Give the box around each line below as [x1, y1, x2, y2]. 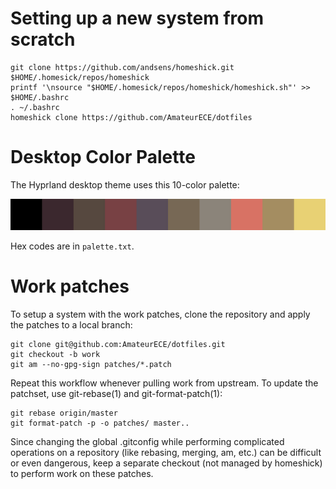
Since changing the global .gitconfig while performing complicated [10, 436, 285, 448]
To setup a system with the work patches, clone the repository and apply [10, 308, 311, 321]
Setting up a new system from [10, 7, 264, 30]
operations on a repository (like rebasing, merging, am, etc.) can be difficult [10, 447, 322, 459]
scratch [10, 28, 76, 51]
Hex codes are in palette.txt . [10, 240, 135, 252]
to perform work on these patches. [10, 468, 154, 480]
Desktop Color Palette [10, 146, 196, 169]
